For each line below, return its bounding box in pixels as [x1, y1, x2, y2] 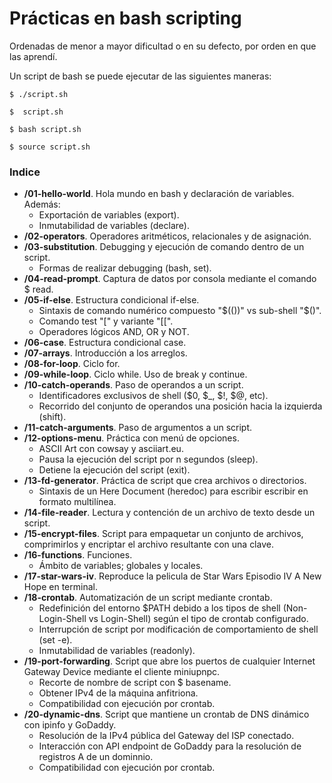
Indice [9, 165, 41, 179]
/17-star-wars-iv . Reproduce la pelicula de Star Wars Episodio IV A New [23, 570, 322, 582]
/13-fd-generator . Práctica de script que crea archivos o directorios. [23, 475, 307, 487]
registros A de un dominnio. [38, 751, 154, 763]
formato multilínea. [38, 496, 117, 508]
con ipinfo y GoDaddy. [23, 719, 117, 731]
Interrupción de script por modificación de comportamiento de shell [38, 623, 319, 636]
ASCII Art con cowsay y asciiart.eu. [38, 443, 184, 455]
